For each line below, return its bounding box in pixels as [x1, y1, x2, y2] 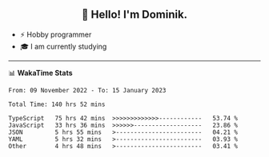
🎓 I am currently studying [19, 41, 107, 51]
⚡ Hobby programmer [19, 29, 92, 39]
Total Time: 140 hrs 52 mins [8, 100, 106, 108]
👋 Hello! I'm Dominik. [81, 8, 188, 22]
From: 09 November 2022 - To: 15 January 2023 [8, 86, 167, 94]
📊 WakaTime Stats [8, 68, 74, 77]
